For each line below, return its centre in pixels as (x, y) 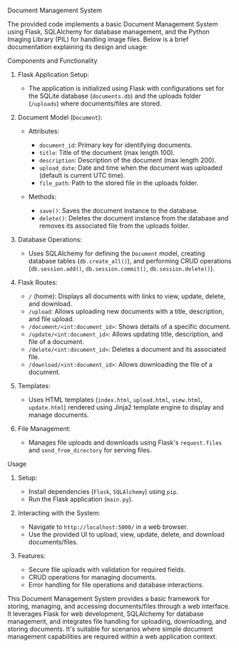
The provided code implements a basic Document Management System (113, 24)
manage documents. (59, 415)
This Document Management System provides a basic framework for (109, 598)
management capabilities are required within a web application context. (112, 637)
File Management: (44, 429)
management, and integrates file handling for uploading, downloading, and (117, 621)
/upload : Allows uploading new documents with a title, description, (126, 311)
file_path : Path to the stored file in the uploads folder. (118, 183)
